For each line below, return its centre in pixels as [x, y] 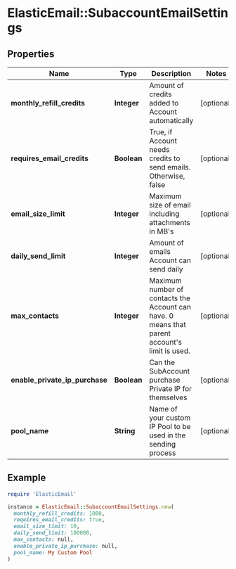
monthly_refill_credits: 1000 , [59, 513]
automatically [171, 121]
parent [160, 333]
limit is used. [170, 351]
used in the [168, 435]
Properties [31, 54]
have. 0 [162, 316]
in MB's [162, 231]
